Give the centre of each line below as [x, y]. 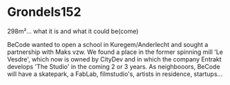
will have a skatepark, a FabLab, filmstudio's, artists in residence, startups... [115, 74]
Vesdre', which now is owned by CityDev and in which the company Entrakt [115, 59]
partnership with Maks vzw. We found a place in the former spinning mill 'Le [115, 52]
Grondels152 [44, 12]
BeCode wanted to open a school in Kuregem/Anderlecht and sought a [108, 44]
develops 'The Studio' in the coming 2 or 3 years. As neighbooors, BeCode [114, 66]
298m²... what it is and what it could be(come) [73, 31]
